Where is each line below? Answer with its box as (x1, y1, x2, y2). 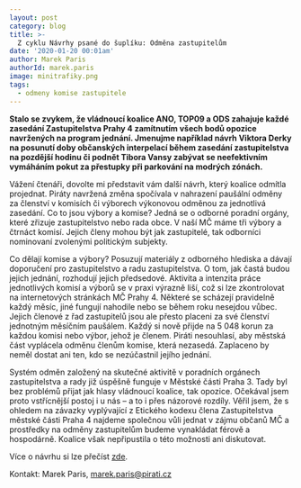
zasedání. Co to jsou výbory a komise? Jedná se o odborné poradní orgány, (9, 207, 289, 218)
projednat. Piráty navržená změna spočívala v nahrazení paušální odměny (9, 188, 283, 199)
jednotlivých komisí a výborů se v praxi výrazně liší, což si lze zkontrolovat (9, 282, 285, 293)
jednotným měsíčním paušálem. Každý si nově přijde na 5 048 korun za (9, 321, 274, 331)
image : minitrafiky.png (9, 72, 99, 81)
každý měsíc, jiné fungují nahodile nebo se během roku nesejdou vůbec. (9, 301, 278, 312)
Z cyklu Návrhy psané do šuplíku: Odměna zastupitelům (17, 38, 227, 48)
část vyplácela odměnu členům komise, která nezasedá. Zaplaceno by (9, 339, 270, 350)
